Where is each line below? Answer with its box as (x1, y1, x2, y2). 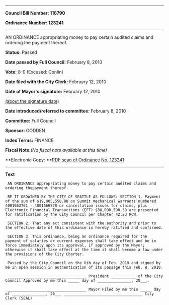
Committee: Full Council (5, 118, 56, 124)
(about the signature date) (5, 98, 59, 104)
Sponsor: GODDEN (5, 128, 45, 134)
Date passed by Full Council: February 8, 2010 (5, 59, 103, 65)
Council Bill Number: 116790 (5, 10, 65, 16)
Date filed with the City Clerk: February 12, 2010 (5, 79, 107, 85)
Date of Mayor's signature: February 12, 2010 (5, 89, 101, 94)
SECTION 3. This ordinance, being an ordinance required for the (7, 234, 147, 239)
